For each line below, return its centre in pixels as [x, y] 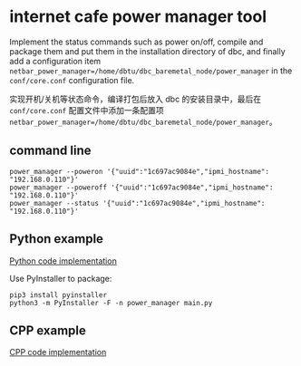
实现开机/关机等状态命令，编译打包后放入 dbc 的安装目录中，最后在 [136, 99]
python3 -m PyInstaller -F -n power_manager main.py [111, 303]
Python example [57, 239]
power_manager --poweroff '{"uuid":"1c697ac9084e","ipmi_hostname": [141, 188]
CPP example [48, 330]
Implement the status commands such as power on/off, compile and [136, 42]
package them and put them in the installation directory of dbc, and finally [147, 51]
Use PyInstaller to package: [61, 278]
